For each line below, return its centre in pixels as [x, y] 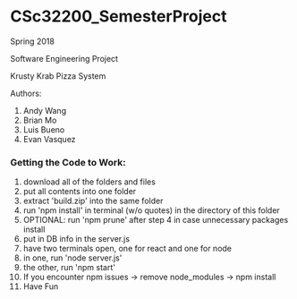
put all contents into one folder [80, 192]
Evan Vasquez [49, 139]
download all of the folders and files [89, 182]
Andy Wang [44, 110]
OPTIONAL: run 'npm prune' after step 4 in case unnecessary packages [156, 220]
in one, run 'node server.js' [72, 258]
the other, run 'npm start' [69, 268]
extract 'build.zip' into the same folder [93, 201]
